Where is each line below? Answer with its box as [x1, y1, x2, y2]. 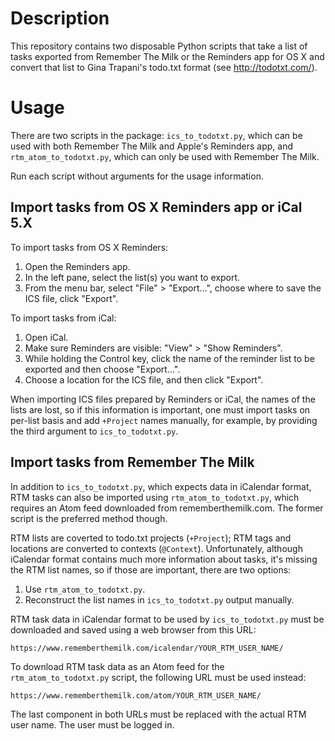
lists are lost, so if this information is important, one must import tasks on [10, 403, 311, 416]
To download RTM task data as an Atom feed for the [10, 660, 225, 672]
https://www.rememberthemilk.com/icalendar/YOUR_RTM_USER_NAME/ [10, 643, 284, 653]
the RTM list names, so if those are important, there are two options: [10, 563, 292, 576]
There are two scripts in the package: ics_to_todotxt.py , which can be [10, 129, 303, 141]
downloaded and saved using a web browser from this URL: [10, 623, 257, 636]
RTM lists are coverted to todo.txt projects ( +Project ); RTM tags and [10, 532, 292, 544]
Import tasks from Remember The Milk [10, 454, 255, 471]
